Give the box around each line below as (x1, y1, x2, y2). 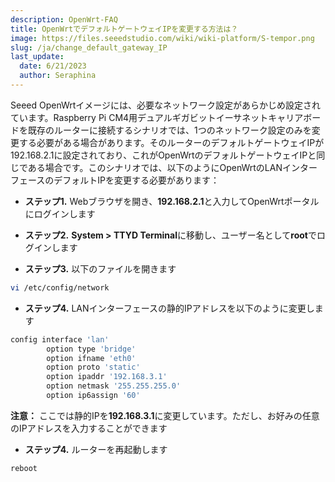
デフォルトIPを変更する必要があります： (53, 174, 220, 186)
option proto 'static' (46, 362, 141, 373)
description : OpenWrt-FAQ (10, 14, 118, 25)
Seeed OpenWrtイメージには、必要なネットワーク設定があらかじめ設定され (10, 99, 322, 111)
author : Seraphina (19, 71, 97, 81)
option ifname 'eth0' (46, 353, 137, 363)
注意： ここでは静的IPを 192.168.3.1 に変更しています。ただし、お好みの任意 (10, 409, 320, 421)
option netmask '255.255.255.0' (46, 381, 182, 391)
